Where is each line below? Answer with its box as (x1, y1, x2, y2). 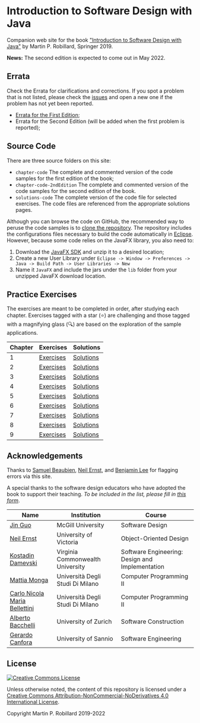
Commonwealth (56, 555, 101, 563)
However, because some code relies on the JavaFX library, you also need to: (7, 236, 194, 244)
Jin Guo (9, 521, 31, 529)
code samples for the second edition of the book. (15, 187, 136, 194)
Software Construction (120, 617, 185, 626)
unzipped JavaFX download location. (15, 272, 106, 280)
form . (7, 497, 20, 504)
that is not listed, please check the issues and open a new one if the (7, 93, 173, 100)
